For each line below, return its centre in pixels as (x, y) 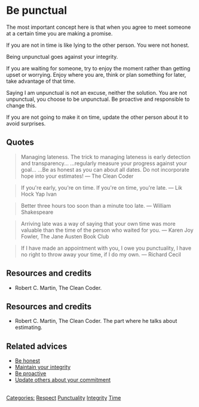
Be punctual (37, 11)
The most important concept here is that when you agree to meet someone (99, 27)
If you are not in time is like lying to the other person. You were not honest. (98, 45)
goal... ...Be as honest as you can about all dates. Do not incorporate (105, 169)
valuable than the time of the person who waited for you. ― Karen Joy (107, 230)
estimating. (29, 327)
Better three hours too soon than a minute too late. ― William (96, 205)
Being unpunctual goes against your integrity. (62, 56)
